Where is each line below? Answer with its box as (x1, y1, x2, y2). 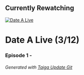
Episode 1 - (5, 52, 32, 59)
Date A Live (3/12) (5, 35, 80, 45)
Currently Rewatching (5, 4, 74, 12)
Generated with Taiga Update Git (5, 64, 73, 70)
